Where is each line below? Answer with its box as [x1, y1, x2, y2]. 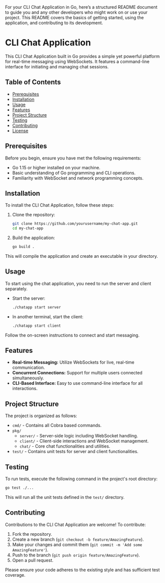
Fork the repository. [12, 531, 53, 537]
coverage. [5, 572, 26, 578]
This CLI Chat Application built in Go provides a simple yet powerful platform [5, 53, 160, 59]
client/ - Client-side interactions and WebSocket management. [19, 438, 149, 444]
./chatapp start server [12, 305, 61, 309]
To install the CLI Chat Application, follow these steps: [5, 202, 114, 208]
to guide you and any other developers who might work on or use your [5, 9, 148, 15]
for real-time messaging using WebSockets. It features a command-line [5, 59, 150, 64]
